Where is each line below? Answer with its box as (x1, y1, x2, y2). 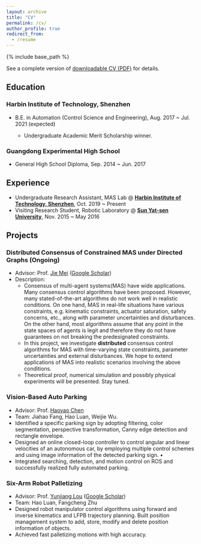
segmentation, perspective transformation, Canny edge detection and (14, 426, 188, 433)
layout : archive (6, 8, 47, 15)
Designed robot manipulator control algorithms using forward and (14, 506, 177, 513)
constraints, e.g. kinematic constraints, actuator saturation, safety (23, 307, 187, 315)
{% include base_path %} (6, 53, 70, 60)
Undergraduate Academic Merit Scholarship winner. (23, 131, 152, 139)
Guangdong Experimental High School (6, 147, 120, 155)
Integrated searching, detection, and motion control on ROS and (14, 458, 173, 465)
